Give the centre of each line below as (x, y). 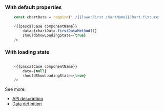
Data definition (27, 104)
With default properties (33, 7)
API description (28, 99)
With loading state (27, 52)
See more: (15, 89)
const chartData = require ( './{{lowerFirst (59, 17)
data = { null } (35, 71)
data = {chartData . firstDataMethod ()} (60, 31)
